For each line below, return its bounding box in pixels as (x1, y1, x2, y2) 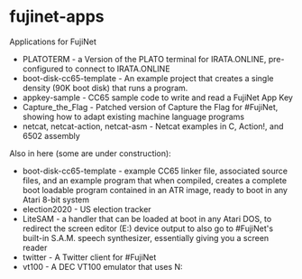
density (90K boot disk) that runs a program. (22, 82, 188, 93)
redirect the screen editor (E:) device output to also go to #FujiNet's (22, 223, 273, 234)
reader (22, 242, 48, 253)
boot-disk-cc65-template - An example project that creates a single (22, 72, 274, 83)
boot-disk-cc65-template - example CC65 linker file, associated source (22, 165, 288, 176)
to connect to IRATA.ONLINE (65, 63, 170, 74)
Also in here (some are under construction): (9, 147, 171, 159)
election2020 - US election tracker (22, 203, 151, 214)
